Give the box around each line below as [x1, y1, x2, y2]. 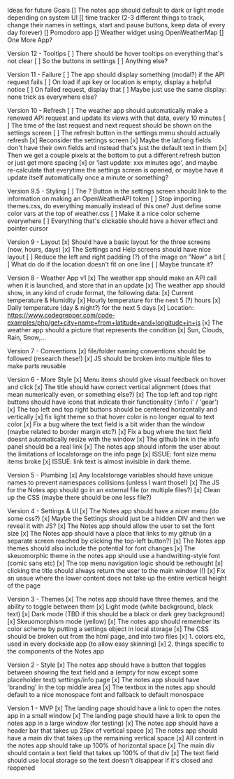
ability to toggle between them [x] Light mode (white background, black [7, 602, 214, 611]
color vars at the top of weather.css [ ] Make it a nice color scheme [7, 210, 200, 217]
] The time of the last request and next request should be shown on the [7, 121, 212, 129]
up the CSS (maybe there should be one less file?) [7, 494, 152, 501]
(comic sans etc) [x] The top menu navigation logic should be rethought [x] [7, 559, 224, 567]
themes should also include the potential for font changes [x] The [7, 544, 196, 553]
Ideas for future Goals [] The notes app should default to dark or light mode [7, 6, 224, 14]
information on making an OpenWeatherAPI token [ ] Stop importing [7, 194, 201, 203]
